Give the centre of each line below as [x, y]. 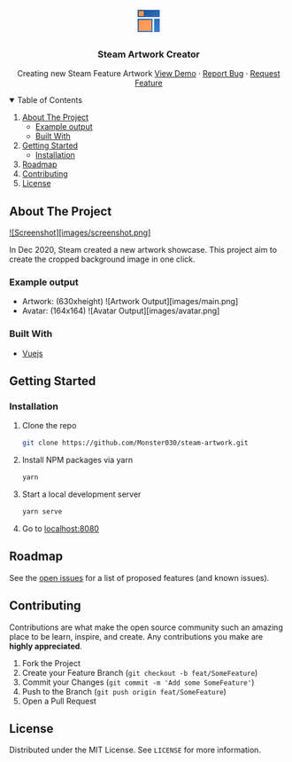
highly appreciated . [46, 646]
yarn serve [42, 512]
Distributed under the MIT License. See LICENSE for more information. [135, 750]
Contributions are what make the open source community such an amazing [146, 627]
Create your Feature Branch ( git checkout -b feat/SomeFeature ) [140, 672]
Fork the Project [51, 663]
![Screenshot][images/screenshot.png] [80, 232]
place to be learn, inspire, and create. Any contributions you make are [136, 636]
